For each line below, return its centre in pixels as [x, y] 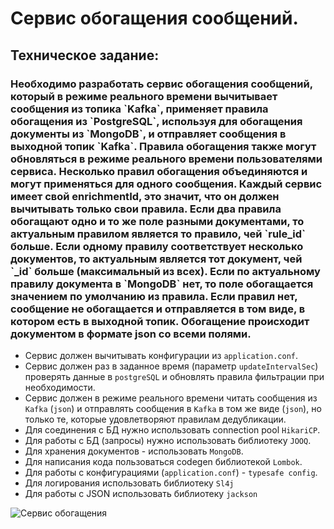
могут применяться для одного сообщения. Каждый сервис [166, 184]
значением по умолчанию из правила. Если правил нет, [154, 296]
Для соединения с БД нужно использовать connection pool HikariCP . [172, 429]
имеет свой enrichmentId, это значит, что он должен [145, 196]
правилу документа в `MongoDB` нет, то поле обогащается [162, 284]
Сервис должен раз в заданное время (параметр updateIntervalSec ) [171, 366]
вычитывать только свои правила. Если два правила [146, 209]
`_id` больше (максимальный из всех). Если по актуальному [165, 271]
